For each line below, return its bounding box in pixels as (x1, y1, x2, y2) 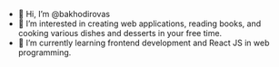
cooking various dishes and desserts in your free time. (17, 28, 223, 38)
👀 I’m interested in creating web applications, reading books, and (17, 18, 262, 29)
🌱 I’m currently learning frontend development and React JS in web (17, 37, 270, 48)
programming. (17, 47, 72, 58)
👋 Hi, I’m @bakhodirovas (17, 9, 111, 19)
